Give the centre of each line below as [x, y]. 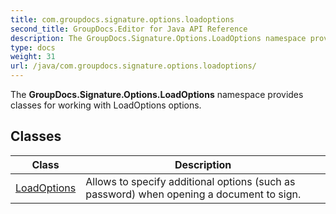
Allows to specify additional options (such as [190, 181]
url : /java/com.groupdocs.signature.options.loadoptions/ [133, 66]
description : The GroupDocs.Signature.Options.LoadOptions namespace [158, 38]
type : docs [33, 47]
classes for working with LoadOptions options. [106, 105]
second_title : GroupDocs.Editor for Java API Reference [129, 29]
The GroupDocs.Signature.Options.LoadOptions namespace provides [157, 94]
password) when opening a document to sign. [193, 194]
